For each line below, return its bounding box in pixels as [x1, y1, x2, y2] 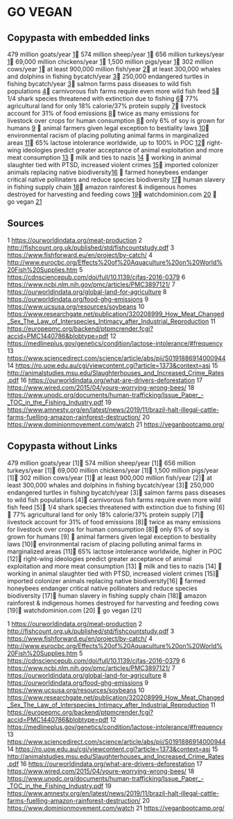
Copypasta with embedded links [7, 32, 150, 44]
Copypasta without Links [7, 440, 118, 452]
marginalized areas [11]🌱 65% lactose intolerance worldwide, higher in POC [7, 547, 223, 555]
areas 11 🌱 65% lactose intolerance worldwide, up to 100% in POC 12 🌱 [7, 139, 206, 146]
